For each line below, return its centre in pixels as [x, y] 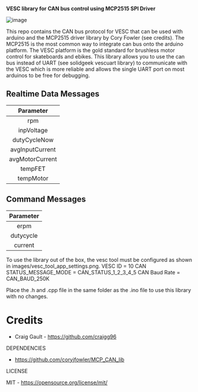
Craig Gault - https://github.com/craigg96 [66, 336]
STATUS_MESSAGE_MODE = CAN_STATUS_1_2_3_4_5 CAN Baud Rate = [93, 272]
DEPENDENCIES [26, 348]
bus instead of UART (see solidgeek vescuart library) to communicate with [97, 63]
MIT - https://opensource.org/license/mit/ [57, 382]
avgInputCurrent [33, 149]
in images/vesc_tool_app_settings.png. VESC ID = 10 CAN [76, 266]
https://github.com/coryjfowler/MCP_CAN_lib [69, 359]
